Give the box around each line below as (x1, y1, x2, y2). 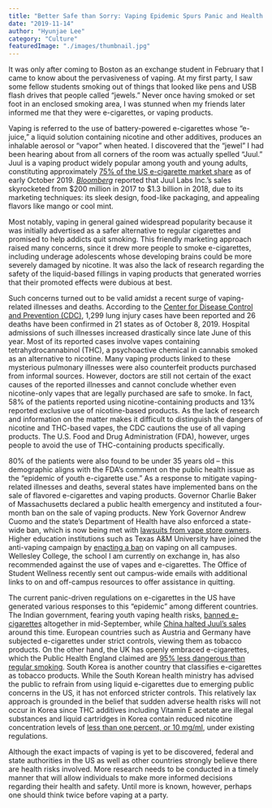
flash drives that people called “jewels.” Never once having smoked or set (8, 90, 256, 100)
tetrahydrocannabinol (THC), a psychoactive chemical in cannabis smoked (8, 345, 258, 355)
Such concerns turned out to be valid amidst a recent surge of (8, 294, 217, 304)
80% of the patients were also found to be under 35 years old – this (8, 456, 235, 466)
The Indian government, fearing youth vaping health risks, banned (8, 610, 230, 620)
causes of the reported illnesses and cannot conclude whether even (8, 380, 237, 390)
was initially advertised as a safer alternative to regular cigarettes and (8, 225, 241, 236)
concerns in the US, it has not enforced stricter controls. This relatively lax (8, 688, 257, 698)
